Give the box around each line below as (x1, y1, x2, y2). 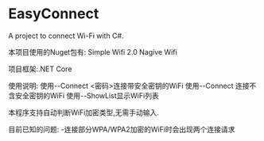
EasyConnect (8, 5, 99, 23)
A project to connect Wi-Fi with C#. (8, 31, 125, 40)
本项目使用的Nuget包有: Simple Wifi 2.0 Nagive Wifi (8, 47, 177, 56)
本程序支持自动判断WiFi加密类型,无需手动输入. (8, 108, 159, 117)
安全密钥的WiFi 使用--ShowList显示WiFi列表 (14, 90, 159, 100)
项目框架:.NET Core (8, 64, 72, 74)
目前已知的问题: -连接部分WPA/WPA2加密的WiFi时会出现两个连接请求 (8, 124, 235, 134)
